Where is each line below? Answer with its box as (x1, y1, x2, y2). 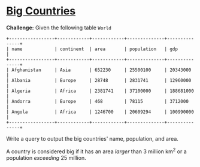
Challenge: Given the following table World (6, 24, 112, 31)
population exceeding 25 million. (6, 154, 86, 161)
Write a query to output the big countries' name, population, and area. (6, 135, 178, 142)
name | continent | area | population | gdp (11, 46, 178, 52)
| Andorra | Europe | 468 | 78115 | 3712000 (6, 98, 189, 104)
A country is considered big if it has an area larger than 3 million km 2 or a (6, 147, 187, 155)
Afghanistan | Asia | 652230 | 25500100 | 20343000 (11, 67, 192, 73)
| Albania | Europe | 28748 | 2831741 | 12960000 (6, 77, 192, 83)
